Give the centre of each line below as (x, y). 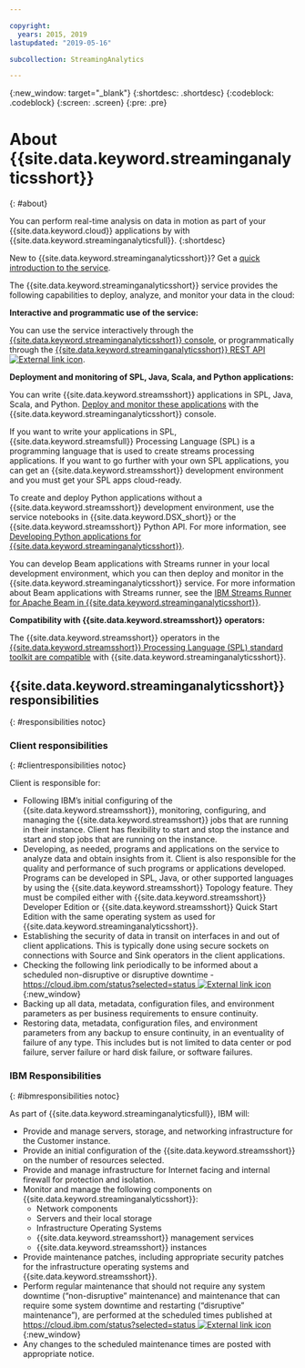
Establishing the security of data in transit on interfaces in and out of (151, 936)
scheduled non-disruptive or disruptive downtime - (118, 975)
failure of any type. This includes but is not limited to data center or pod (157, 1043)
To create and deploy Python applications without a (106, 498)
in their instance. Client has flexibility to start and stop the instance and (156, 830)
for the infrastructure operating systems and (106, 1266)
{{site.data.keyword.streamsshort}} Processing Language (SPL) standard (147, 648)
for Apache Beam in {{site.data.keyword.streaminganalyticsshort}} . (135, 603)
